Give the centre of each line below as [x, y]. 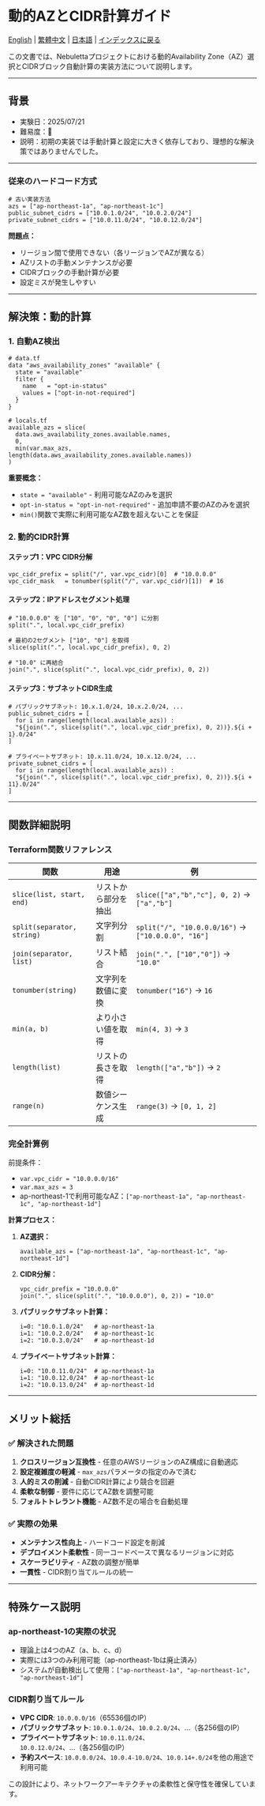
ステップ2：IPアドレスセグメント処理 [69, 599]
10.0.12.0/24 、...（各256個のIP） [74, 1748]
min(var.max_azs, [44, 448]
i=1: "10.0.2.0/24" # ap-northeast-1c [87, 1334]
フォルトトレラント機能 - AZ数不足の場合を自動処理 [104, 1501]
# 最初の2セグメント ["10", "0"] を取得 [69, 641]
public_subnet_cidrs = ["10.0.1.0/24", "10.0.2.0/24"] [100, 213]
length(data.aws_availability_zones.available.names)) [100, 455]
